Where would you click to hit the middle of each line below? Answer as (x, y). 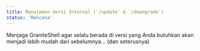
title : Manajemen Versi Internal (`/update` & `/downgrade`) (85, 12)
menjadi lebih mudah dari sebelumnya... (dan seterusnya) (78, 41)
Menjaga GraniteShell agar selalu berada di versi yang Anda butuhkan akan (100, 35)
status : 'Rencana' (29, 18)
